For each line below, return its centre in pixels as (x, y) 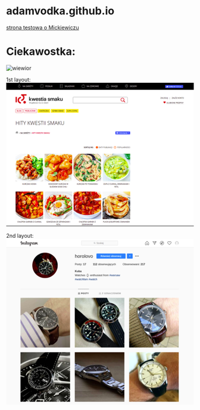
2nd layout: (20, 235)
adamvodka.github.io (60, 11)
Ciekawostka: (41, 52)
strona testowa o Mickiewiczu (43, 27)
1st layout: (18, 79)
